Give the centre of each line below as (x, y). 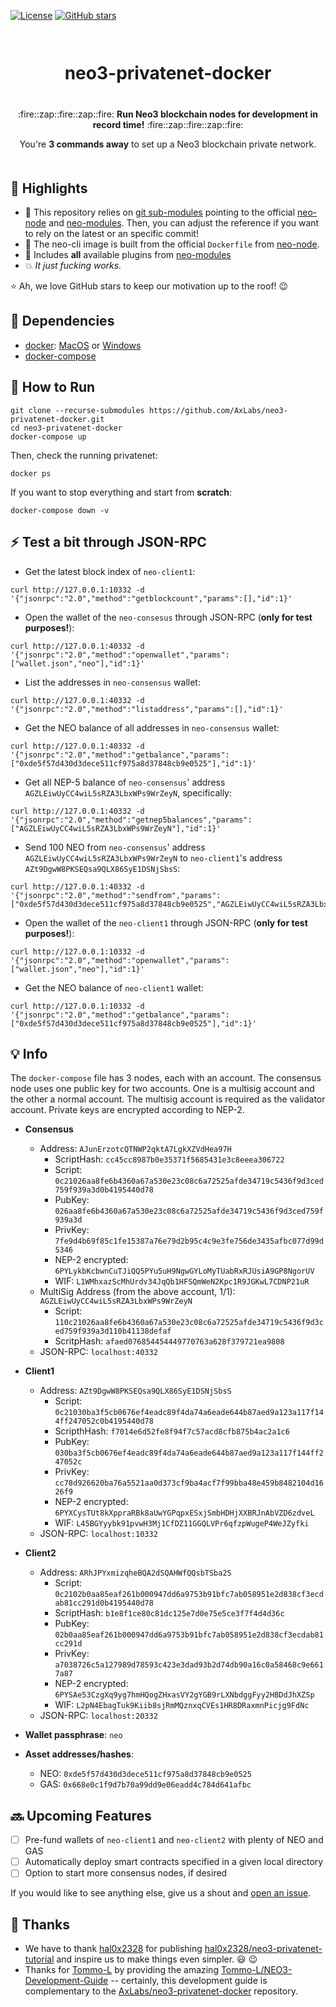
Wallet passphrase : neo (73, 1735)
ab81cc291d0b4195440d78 (104, 1603)
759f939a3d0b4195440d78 (104, 1190)
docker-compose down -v (60, 510)
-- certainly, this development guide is (189, 1981)
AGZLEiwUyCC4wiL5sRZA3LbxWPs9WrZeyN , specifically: (128, 792)
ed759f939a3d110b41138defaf (113, 1331)
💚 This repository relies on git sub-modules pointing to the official (160, 212)
